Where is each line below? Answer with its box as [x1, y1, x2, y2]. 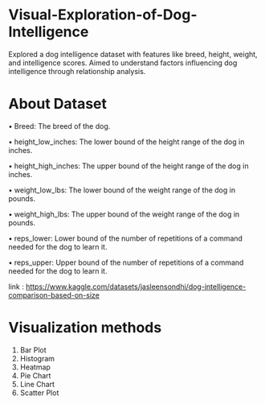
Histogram [19, 353, 55, 363]
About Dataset [8, 95, 107, 113]
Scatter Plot [19, 388, 59, 398]
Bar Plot [19, 344, 47, 355]
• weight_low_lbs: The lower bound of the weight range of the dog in [8, 185, 235, 195]
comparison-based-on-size [8, 290, 100, 299]
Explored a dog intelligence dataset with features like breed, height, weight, [8, 49, 259, 59]
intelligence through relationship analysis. [8, 66, 146, 76]
